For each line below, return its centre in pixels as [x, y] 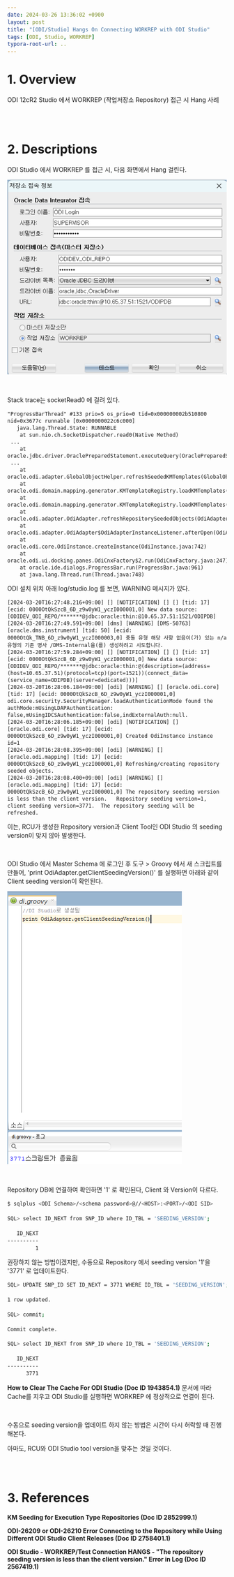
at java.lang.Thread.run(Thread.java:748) [82, 575]
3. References [48, 1498]
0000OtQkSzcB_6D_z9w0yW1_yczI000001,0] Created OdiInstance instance [110, 736]
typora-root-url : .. [37, 44]
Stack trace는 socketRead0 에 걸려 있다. [64, 400]
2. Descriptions [52, 149]
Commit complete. [32, 1329]
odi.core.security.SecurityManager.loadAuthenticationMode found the [110, 702]
